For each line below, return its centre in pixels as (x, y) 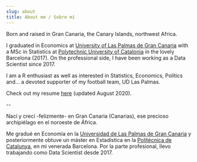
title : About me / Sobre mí (41, 17)
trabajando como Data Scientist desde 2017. (60, 152)
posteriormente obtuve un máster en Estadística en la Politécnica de (89, 140)
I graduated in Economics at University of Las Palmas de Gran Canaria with (97, 45)
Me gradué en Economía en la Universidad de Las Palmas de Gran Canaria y (99, 134)
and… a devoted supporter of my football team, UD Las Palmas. (83, 82)
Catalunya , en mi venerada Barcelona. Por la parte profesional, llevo (88, 146)
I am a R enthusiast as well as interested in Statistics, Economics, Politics (94, 75)
